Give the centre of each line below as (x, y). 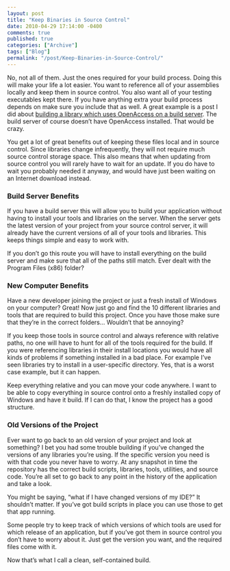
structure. (21, 407)
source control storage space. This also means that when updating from (109, 156)
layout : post (26, 13)
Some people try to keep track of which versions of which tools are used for (114, 524)
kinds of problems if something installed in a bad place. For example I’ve (109, 358)
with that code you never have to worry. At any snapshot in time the (102, 462)
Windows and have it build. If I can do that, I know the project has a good (110, 400)
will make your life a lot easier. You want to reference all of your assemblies (113, 85)
